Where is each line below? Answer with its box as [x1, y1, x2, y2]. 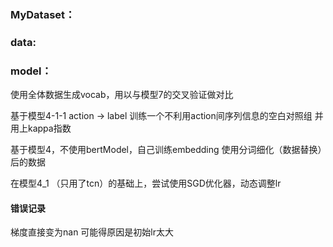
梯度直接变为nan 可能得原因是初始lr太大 [10, 226, 175, 238]
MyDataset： [10, 7, 76, 21]
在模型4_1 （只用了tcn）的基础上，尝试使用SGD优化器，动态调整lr [10, 177, 282, 190]
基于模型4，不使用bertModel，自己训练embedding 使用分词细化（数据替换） [10, 144, 323, 156]
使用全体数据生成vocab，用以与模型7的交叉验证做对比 [10, 89, 234, 101]
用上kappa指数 [10, 122, 72, 135]
